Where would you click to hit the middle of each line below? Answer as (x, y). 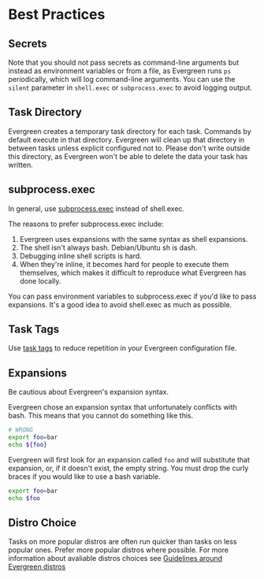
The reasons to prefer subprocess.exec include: (86, 224)
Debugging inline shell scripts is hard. (80, 256)
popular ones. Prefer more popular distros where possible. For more (118, 550)
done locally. (40, 280)
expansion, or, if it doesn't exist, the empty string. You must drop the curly (128, 468)
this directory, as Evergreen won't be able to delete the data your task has (128, 156)
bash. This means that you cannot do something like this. (101, 416)
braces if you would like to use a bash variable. (84, 476)
